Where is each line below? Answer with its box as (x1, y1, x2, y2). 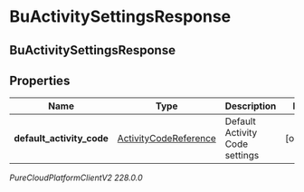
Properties (9, 72, 71, 88)
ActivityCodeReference (117, 132, 217, 145)
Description (224, 100, 277, 112)
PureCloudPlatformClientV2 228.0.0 (9, 172, 143, 183)
